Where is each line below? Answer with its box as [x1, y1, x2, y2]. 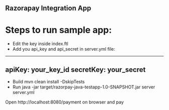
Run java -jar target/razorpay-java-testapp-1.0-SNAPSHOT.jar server [12, 84, 155, 90]
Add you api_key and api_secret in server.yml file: [12, 46, 116, 52]
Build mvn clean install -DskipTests [12, 79, 85, 85]
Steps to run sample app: [5, 24, 112, 36]
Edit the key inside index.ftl [12, 41, 69, 47]
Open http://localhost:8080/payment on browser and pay [5, 99, 124, 105]
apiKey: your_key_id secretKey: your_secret [5, 65, 146, 74]
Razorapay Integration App [5, 4, 92, 13]
